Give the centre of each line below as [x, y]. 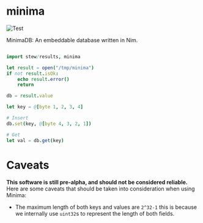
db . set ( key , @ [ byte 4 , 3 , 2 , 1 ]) [49, 124]
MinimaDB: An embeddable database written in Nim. [72, 40]
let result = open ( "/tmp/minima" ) [50, 68]
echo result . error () [43, 79]
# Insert [17, 118]
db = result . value [30, 96]
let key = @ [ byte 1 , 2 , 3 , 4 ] [45, 107]
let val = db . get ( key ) [35, 140]
